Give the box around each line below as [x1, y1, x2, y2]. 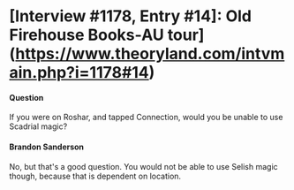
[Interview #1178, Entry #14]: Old [9, 6, 252, 27]
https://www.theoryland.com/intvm [15, 44, 285, 64]
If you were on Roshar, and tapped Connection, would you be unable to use [9, 112, 283, 123]
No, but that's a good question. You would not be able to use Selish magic [9, 161, 278, 171]
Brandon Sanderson [9, 141, 85, 152]
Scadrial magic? [9, 121, 68, 132]
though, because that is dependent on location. [9, 171, 182, 181]
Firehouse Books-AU [9, 25, 165, 45]
